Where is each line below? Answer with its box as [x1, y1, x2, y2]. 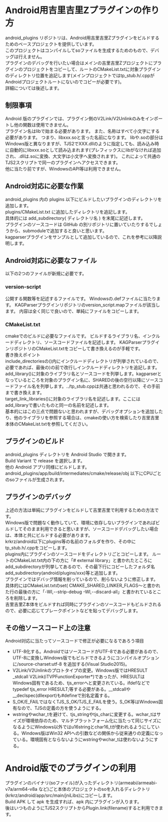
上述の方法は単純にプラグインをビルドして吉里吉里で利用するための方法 [5, 507, 154, 513]
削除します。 [14, 595, 40, 601]
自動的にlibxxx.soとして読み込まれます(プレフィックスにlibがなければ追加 [9, 147, 161, 153]
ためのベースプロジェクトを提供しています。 [5, 41, 97, 47]
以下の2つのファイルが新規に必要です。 [5, 270, 87, 277]
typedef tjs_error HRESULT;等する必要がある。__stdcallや [12, 686, 131, 692]
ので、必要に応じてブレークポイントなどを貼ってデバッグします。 [5, 607, 141, 613]
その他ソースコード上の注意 [5, 623, 91, 632]
